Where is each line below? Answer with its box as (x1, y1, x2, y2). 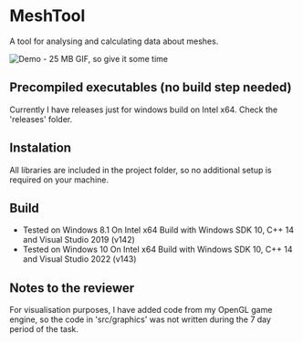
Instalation (9, 140, 71, 156)
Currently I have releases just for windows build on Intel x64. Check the (9, 104, 278, 115)
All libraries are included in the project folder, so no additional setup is (9, 164, 272, 175)
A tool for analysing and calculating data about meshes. (9, 36, 219, 47)
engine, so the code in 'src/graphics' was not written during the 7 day (9, 314, 272, 325)
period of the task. (9, 324, 79, 335)
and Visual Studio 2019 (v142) (22, 234, 135, 245)
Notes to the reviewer (9, 280, 135, 296)
